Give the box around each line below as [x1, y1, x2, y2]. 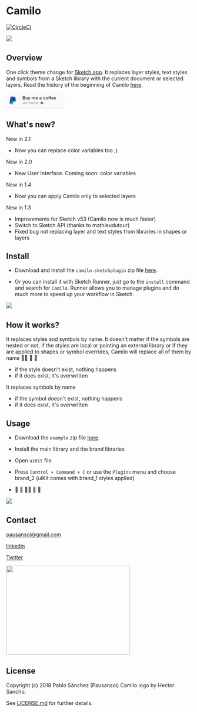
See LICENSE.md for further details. [6, 699, 93, 706]
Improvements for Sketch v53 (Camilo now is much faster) [14, 215, 156, 222]
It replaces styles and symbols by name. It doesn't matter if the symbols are [6, 336, 190, 343]
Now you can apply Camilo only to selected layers [14, 192, 136, 199]
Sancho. [6, 688, 26, 695]
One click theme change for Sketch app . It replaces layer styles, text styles [6, 68, 188, 76]
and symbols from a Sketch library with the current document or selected [6, 75, 184, 82]
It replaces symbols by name [6, 383, 76, 391]
